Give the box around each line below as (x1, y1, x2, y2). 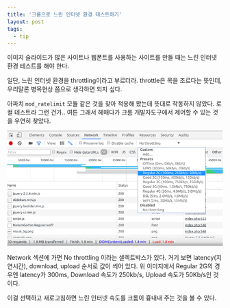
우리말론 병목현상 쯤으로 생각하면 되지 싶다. (7, 85, 123, 93)
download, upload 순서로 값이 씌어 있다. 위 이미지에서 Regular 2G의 (29, 262, 214, 270)
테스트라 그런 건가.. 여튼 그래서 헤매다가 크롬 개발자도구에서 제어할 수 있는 (14, 108, 212, 117)
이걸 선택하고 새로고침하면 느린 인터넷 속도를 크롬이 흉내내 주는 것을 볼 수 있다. (7, 294, 217, 302)
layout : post (7, 18, 44, 25)
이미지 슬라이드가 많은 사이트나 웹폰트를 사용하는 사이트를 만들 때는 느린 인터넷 (7, 54, 218, 62)
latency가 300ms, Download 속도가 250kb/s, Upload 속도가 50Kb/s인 (19, 271, 212, 279)
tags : (7, 25, 23, 32)
